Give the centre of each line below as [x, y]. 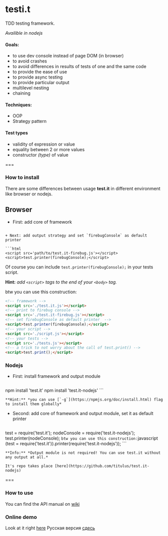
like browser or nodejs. [29, 194]
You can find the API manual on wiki [43, 504]
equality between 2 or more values [49, 149]
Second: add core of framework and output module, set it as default [83, 414]
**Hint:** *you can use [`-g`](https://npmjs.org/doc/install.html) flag [84, 400]
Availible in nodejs [24, 33]
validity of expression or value [44, 144]
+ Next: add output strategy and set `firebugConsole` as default [76, 235]
